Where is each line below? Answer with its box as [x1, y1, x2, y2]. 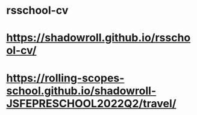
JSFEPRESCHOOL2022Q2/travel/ [6, 96, 177, 110]
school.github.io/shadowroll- [6, 84, 157, 98]
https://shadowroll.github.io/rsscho [6, 31, 191, 45]
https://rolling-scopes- [6, 71, 125, 84]
